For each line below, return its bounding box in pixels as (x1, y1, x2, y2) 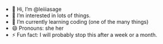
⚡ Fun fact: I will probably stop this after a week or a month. (11, 32, 158, 38)
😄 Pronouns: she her (11, 24, 64, 32)
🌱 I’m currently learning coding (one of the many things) (11, 18, 149, 25)
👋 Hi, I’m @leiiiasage (11, 6, 62, 12)
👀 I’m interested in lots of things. (11, 12, 91, 19)
